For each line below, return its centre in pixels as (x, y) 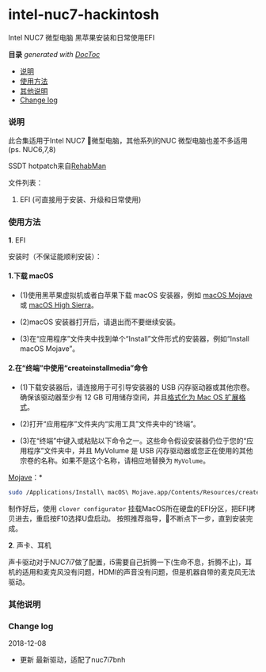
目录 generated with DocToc (54, 54)
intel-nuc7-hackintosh (84, 15)
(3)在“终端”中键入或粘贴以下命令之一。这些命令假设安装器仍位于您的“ (133, 441)
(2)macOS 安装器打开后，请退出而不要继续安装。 (100, 322)
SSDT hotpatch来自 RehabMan (57, 166)
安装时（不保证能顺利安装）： (55, 256)
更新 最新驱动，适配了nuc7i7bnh (72, 660)
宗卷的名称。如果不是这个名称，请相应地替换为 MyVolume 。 (115, 460)
